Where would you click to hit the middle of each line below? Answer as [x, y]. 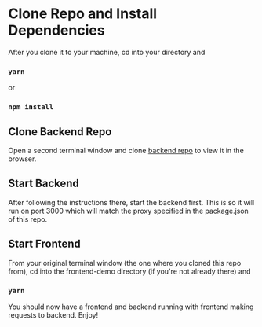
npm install [31, 107]
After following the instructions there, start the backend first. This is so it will [131, 202]
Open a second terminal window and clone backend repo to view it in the [126, 150]
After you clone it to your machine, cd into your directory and [107, 52]
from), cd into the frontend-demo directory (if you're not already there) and [129, 271]
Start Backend [44, 184]
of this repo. [28, 219]
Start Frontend [44, 244]
